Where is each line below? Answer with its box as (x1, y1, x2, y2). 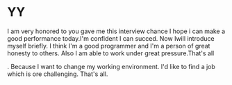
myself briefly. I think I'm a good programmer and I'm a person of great (7, 41, 210, 50)
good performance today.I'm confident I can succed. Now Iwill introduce (7, 34, 215, 42)
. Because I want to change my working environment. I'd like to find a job (7, 62, 215, 70)
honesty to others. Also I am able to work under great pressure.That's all (7, 49, 215, 57)
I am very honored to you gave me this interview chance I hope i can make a (7, 27, 226, 35)
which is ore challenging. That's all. (7, 70, 108, 78)
